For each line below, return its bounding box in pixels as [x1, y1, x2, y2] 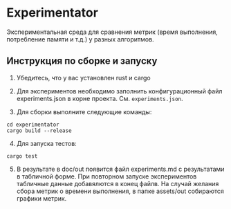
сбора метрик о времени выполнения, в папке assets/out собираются [16, 187, 224, 195]
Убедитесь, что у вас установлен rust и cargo [16, 73, 151, 82]
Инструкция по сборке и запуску [6, 55, 158, 67]
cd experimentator [6, 121, 59, 128]
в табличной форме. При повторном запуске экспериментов [16, 172, 197, 181]
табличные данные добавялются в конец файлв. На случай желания [16, 179, 219, 188]
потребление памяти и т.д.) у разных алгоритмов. [6, 35, 154, 43]
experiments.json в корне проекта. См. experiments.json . [16, 94, 184, 102]
